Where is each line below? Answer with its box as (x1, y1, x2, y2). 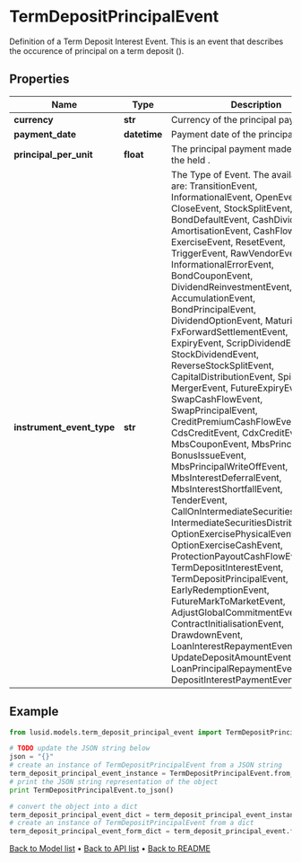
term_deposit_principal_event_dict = (9, 810, 150, 819)
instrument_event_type (13, 420, 116, 433)
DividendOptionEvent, (171, 314, 263, 327)
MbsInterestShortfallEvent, (171, 482, 284, 495)
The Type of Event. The (171, 168, 271, 180)
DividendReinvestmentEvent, (171, 280, 293, 293)
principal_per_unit (13, 148, 93, 161)
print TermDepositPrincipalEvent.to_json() (9, 786, 175, 795)
